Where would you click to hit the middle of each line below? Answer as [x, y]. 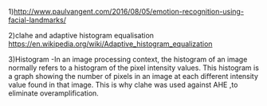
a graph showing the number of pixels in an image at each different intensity [133, 76]
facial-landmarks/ [37, 20]
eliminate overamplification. [54, 93]
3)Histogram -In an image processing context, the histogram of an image [128, 59]
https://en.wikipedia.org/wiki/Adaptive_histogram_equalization [110, 44]
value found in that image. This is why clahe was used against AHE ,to [123, 84]
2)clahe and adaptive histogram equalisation [81, 35]
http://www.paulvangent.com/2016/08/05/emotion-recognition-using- [129, 12]
